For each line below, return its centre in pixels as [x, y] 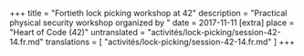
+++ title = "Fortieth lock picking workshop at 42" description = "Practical [148, 13]
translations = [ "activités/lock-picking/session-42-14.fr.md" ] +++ [170, 42]
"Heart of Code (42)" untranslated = [78, 32]
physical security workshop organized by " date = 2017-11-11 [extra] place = [152, 23]
